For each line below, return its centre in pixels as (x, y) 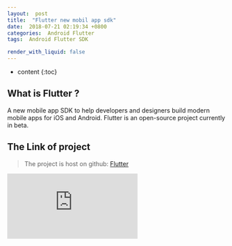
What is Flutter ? (43, 93)
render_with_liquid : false (46, 52)
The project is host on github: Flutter (76, 163)
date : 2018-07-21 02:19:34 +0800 (57, 26)
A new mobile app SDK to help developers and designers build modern (109, 110)
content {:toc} (37, 72)
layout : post (28, 14)
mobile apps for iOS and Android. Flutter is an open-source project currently (116, 117)
